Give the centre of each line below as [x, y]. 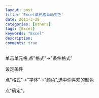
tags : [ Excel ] [20, 29]
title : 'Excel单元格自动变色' [35, 15]
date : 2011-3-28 [22, 19]
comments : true [21, 43]
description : [19, 39]
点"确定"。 [16, 90]
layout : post [19, 10]
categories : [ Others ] [28, 24]
